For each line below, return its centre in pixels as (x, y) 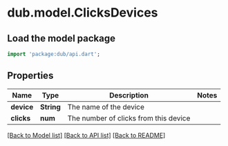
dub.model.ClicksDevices (83, 13)
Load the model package (61, 38)
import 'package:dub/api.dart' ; (54, 54)
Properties (30, 76)
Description (129, 95)
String (50, 107)
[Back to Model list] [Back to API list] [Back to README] (86, 135)
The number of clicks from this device (129, 118)
